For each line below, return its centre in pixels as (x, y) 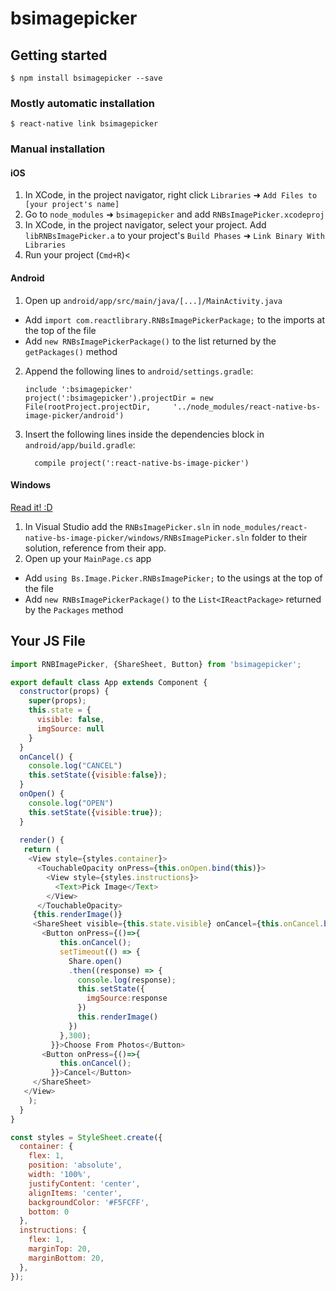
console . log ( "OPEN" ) (71, 803)
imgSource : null (70, 728)
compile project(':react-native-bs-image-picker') (142, 463)
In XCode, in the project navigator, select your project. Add (145, 225)
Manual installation (58, 149)
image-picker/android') (74, 415)
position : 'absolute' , (75, 1165)
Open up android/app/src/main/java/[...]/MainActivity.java (153, 300)
